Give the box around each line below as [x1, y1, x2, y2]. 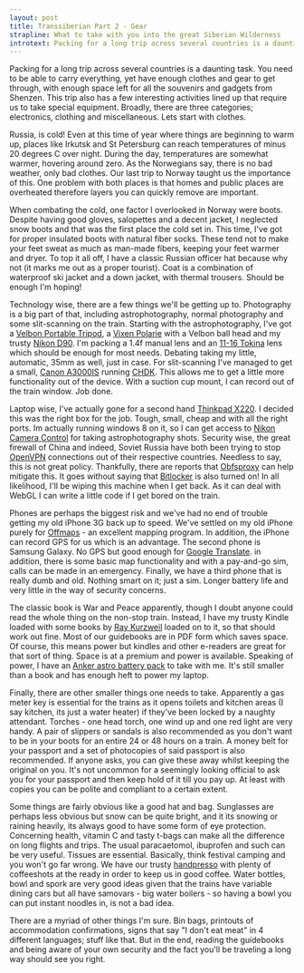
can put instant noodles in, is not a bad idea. [9, 898, 175, 909]
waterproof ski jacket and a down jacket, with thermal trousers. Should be [9, 272, 285, 283]
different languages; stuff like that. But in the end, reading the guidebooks [9, 935, 285, 946]
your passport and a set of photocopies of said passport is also [9, 745, 246, 756]
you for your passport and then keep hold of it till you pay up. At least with [9, 774, 286, 785]
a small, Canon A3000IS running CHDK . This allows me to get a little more [9, 366, 285, 377]
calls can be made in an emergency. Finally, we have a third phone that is [9, 566, 282, 577]
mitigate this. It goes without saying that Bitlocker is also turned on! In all [9, 471, 280, 482]
